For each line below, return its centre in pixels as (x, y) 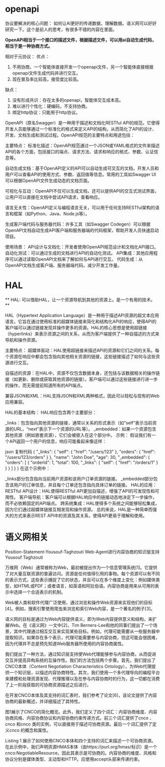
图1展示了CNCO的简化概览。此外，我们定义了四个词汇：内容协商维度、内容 (81, 711)
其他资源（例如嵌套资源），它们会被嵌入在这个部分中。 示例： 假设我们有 (78, 435)
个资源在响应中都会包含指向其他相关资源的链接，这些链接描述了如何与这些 (80, 356)
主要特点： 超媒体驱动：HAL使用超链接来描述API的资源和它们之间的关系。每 (82, 350)
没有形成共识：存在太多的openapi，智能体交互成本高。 (68, 100)
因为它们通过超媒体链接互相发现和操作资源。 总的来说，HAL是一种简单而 (79, 509)
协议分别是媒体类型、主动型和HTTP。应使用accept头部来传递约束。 (74, 759)
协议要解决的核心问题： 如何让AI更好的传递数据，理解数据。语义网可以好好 (81, 23)
